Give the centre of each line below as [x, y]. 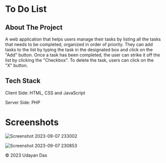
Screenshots [32, 122]
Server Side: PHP [23, 102]
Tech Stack [23, 81]
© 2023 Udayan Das [26, 155]
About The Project [34, 27]
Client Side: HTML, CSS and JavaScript [45, 93]
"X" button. [17, 65]
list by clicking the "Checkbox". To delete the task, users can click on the [80, 60]
